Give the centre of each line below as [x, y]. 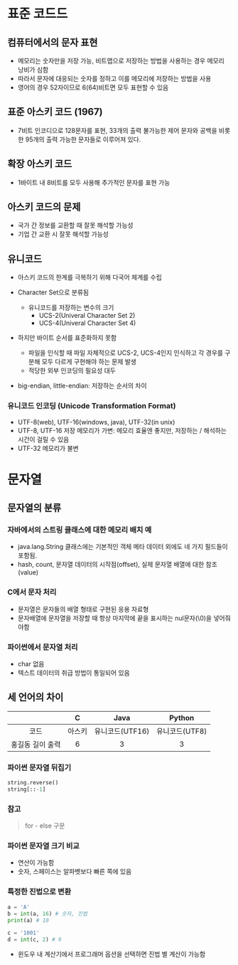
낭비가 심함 [33, 70]
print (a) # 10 [28, 920]
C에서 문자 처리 [32, 592]
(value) [28, 572]
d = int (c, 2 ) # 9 [34, 940]
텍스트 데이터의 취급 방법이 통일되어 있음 [74, 673]
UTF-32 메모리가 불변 [48, 448]
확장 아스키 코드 [40, 164]
